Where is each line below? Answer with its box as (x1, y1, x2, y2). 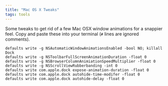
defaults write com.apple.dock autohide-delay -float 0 (5, 76, 124, 81)
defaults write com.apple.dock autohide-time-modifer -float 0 (5, 72, 140, 77)
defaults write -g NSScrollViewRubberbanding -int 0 (5, 63, 118, 68)
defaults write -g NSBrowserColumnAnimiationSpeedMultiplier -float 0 (5, 59, 156, 64)
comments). (5, 36, 30, 42)
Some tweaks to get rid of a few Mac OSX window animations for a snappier (5, 25, 163, 31)
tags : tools (5, 12, 30, 17)
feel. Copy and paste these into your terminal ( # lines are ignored (5, 31, 139, 37)
